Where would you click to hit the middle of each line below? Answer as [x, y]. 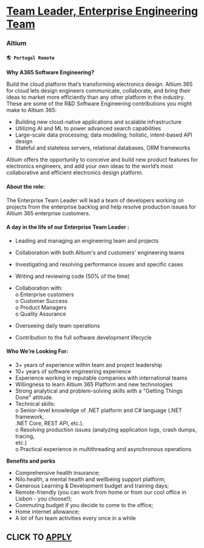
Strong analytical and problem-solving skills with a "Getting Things [99, 391]
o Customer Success [41, 301]
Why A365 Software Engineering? [50, 73]
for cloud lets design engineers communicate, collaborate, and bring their [98, 91]
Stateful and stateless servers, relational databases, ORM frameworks [103, 148]
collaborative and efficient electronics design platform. [75, 173]
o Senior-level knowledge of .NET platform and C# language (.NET [99, 410]
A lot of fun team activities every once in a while [76, 518]
